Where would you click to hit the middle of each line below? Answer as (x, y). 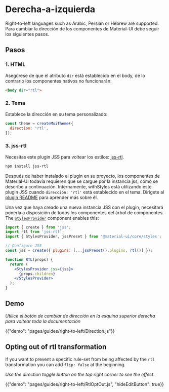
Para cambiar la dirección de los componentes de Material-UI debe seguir (82, 28)
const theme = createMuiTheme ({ (39, 123)
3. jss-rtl (16, 146)
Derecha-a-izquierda (50, 9)
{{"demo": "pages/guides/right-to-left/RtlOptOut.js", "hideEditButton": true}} (85, 384)
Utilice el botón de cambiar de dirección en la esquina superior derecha (80, 316)
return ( (19, 264)
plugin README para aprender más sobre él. (52, 197)
